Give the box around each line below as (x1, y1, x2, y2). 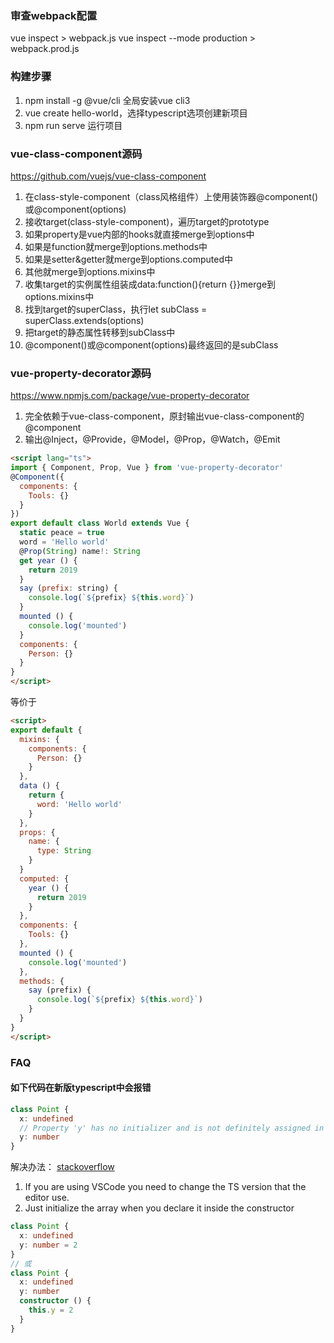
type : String (36, 846, 92, 856)
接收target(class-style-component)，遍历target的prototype (24, 215, 270, 227)
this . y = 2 (28, 1305, 74, 1316)
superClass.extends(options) (24, 314, 145, 326)
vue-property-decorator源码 (10, 366, 152, 380)
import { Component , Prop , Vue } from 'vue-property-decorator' (10, 463, 284, 473)
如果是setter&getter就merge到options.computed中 (24, 253, 233, 265)
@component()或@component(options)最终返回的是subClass (24, 338, 279, 351)
